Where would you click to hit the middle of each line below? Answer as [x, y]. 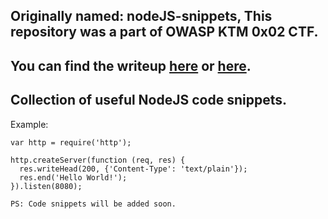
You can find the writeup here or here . [131, 65]
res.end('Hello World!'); [73, 177]
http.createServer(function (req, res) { [98, 160]
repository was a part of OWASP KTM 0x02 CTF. [164, 32]
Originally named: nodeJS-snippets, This [141, 16]
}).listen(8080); [46, 186]
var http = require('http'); [71, 142]
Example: [29, 124]
